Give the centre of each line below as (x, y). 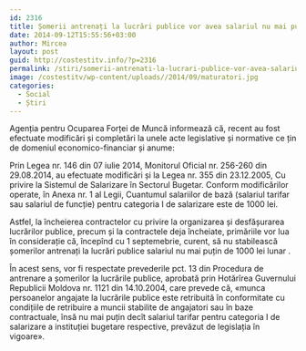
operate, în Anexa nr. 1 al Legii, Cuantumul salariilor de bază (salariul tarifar (149, 195)
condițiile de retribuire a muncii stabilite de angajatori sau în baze (132, 307)
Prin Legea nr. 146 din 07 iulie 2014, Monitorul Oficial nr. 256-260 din (138, 166)
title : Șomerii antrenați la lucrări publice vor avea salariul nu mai (148, 26)
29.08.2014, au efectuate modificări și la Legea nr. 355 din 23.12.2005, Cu (148, 175)
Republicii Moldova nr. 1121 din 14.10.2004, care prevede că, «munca (138, 288)
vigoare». (27, 336)
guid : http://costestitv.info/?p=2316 (83, 60)
